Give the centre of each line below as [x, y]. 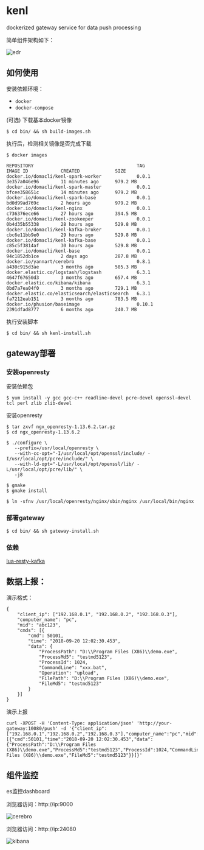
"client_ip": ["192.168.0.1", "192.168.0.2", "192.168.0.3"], [97, 614]
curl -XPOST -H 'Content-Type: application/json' [70, 723]
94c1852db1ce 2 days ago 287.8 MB [72, 256]
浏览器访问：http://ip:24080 [41, 829]
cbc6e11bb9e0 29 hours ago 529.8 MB [72, 235]
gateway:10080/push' [32, 728]
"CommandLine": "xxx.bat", [73, 667]
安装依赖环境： [25, 88]
